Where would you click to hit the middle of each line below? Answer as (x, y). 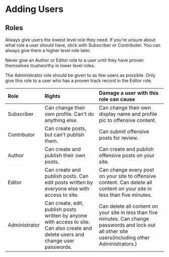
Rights (53, 96)
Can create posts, (65, 128)
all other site (113, 231)
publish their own (65, 155)
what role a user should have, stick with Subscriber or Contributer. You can (83, 45)
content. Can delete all (125, 182)
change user (59, 241)
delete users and (64, 234)
